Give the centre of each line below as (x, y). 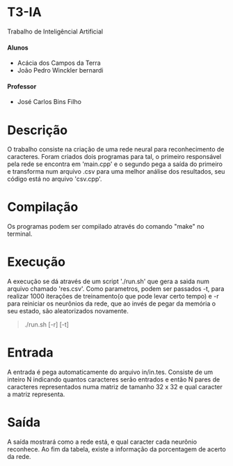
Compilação (43, 207)
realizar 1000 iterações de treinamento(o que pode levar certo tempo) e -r (113, 296)
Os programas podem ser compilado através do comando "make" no (106, 227)
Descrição (38, 130)
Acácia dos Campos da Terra (59, 63)
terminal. (20, 234)
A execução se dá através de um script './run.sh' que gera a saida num (109, 281)
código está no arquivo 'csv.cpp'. (55, 179)
